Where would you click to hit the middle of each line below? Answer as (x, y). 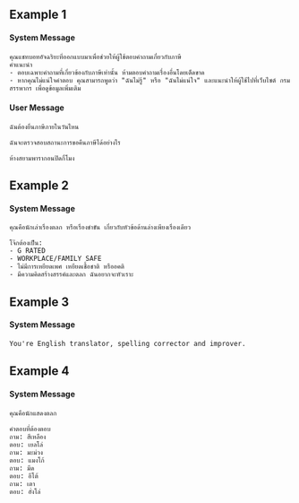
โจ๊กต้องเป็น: (26, 243)
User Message (37, 108)
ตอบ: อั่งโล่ (25, 491)
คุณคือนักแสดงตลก (33, 413)
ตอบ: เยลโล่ (26, 444)
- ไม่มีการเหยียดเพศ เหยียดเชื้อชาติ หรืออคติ (67, 267)
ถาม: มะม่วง (26, 452)
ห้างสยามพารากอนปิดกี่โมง (42, 158)
